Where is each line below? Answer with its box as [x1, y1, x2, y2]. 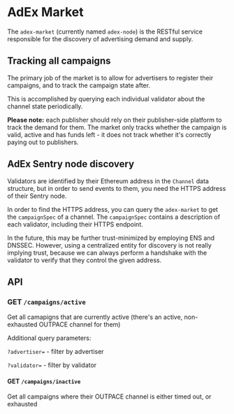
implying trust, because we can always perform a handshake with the [7, 248, 207, 257]
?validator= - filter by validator [7, 361, 97, 369]
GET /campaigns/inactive [7, 377, 81, 385]
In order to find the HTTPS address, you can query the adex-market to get [7, 205, 219, 213]
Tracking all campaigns [7, 55, 111, 67]
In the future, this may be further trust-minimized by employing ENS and [7, 234, 215, 242]
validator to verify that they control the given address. [7, 256, 162, 264]
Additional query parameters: [7, 334, 92, 343]
